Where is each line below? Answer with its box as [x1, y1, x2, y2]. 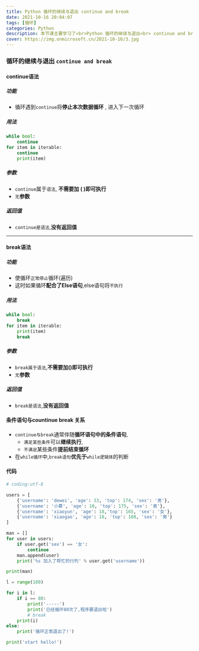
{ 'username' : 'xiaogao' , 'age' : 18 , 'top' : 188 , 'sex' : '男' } [17, 514, 173, 520]
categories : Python [6, 25, 54, 31]
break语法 [6, 244, 31, 251]
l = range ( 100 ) [6, 579, 44, 585]
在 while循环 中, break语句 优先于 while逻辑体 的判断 [14, 453, 129, 460]
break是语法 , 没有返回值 [14, 402, 69, 409]
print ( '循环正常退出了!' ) [17, 628, 75, 635]
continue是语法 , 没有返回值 [14, 223, 77, 230]
